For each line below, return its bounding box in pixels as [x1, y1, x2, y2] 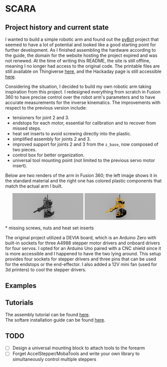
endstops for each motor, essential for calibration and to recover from [12, 120, 156, 126]
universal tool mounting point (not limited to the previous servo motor [12, 157, 155, 163]
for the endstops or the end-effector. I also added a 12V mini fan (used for [5, 261, 157, 267]
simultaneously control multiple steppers [12, 356, 96, 362]
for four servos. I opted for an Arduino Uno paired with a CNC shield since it [5, 245, 161, 251]
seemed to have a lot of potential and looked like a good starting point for [5, 42, 156, 48]
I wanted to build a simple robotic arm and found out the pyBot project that [5, 36, 159, 42]
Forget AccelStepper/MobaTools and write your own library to [12, 350, 140, 357]
